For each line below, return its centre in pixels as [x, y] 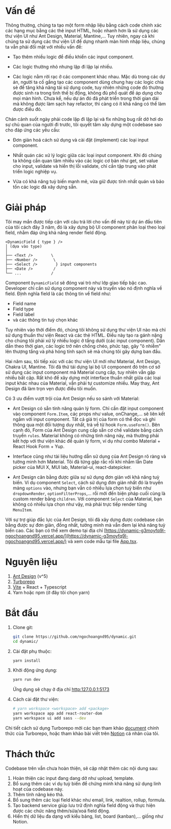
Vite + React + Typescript [40, 587]
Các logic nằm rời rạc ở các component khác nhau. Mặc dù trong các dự [89, 76]
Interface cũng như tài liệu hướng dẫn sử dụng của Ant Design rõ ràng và [89, 456]
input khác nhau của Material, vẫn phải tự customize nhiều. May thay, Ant [82, 383]
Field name [25, 303]
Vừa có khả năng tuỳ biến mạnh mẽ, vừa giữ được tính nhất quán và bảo [88, 181]
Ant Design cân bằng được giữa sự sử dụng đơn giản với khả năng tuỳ [86, 477]
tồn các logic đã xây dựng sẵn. [45, 187]
